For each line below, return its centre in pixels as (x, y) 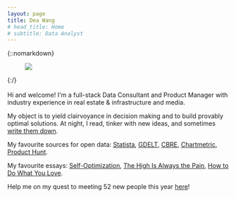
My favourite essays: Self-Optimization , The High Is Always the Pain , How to (118, 166)
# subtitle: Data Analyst (45, 33)
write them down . (33, 131)
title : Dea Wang (31, 20)
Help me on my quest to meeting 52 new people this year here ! (99, 187)
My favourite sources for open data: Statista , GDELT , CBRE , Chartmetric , (112, 145)
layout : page (26, 14)
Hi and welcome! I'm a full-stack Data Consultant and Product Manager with (118, 95)
